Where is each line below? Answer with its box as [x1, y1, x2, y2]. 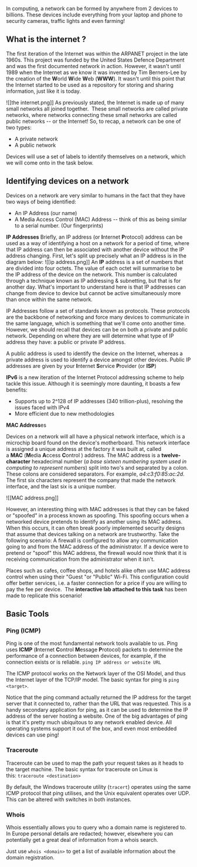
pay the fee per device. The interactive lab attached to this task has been [6, 585, 188, 592]
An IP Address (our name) [14, 209, 77, 216]
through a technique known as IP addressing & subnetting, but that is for [6, 277, 181, 284]
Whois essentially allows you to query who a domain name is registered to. [6, 824, 186, 831]
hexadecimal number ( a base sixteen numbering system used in [31, 458, 186, 465]
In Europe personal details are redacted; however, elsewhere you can [6, 830, 174, 837]
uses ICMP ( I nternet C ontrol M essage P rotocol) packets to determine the [6, 646, 183, 653]
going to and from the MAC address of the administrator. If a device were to [6, 543, 189, 550]
